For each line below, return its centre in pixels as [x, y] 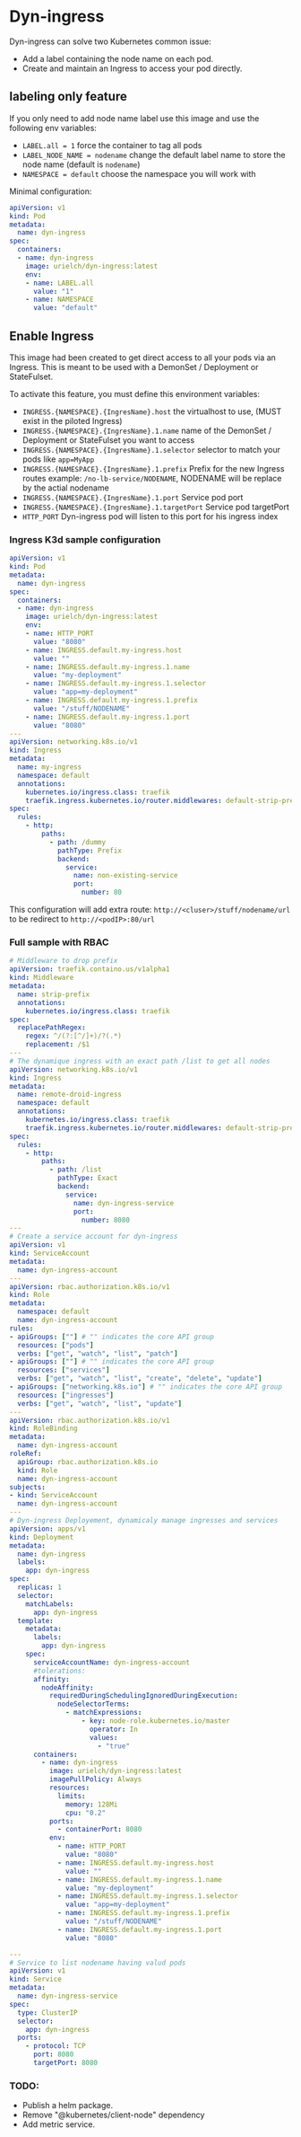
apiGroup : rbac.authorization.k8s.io [88, 1461]
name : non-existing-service [125, 876]
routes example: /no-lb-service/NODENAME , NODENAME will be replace [152, 478]
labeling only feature [68, 97]
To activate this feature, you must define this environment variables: [135, 393]
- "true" [113, 1746]
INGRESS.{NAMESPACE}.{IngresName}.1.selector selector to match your [151, 449]
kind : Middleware [42, 978]
